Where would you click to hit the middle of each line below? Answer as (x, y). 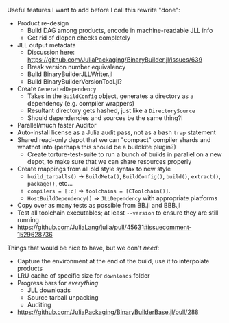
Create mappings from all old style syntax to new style (94, 169)
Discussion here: (51, 52)
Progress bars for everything (58, 283)
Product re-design (43, 23)
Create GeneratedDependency (57, 89)
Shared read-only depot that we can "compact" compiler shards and (114, 140)
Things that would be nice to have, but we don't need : (83, 248)
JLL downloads (49, 290)
